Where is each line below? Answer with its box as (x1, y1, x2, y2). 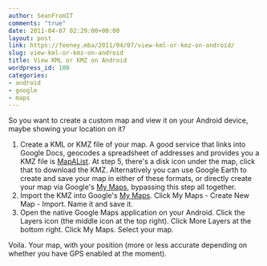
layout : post (8, 34, 52, 42)
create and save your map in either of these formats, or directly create (19, 174, 253, 183)
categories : (8, 71, 48, 79)
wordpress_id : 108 (8, 64, 70, 72)
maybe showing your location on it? (8, 124, 126, 134)
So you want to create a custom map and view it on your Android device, (8, 115, 249, 125)
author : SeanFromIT (8, 11, 74, 20)
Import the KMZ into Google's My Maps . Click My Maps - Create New (19, 191, 250, 200)
